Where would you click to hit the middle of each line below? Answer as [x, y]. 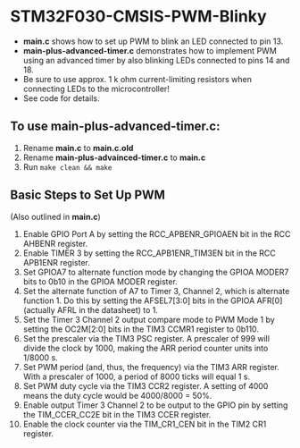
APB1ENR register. [56, 262]
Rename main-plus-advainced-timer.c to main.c [114, 157]
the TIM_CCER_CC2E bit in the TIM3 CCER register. [117, 414]
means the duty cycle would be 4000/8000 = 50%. [117, 395]
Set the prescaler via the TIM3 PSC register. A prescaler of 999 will [146, 338]
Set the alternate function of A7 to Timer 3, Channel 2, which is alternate [156, 291]
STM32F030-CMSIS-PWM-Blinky [138, 17]
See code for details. [61, 98]
